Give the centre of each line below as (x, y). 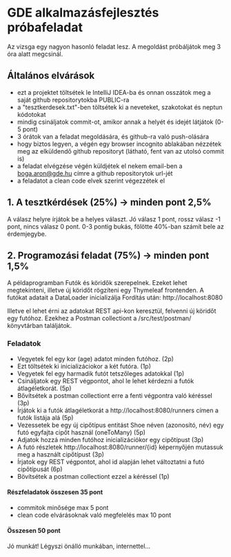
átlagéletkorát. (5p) (44, 388)
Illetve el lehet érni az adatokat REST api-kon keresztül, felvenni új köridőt (112, 311)
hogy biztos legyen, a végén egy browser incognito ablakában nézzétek (119, 144)
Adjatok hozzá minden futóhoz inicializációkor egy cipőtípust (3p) (110, 439)
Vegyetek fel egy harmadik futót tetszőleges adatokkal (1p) (101, 373)
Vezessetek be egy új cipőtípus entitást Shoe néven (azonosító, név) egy (120, 425)
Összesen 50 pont (34, 531)
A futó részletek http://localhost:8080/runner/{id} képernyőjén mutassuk (120, 447)
